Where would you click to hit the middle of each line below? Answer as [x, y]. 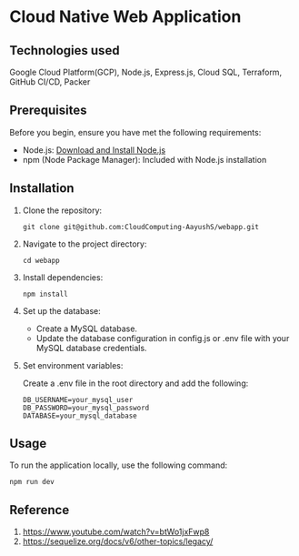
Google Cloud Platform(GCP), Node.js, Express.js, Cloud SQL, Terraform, [146, 72]
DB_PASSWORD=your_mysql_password [86, 408]
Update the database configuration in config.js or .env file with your [163, 338]
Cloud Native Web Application [125, 17]
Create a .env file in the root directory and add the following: [135, 383]
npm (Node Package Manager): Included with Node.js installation [145, 159]
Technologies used [65, 51]
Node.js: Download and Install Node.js [94, 150]
